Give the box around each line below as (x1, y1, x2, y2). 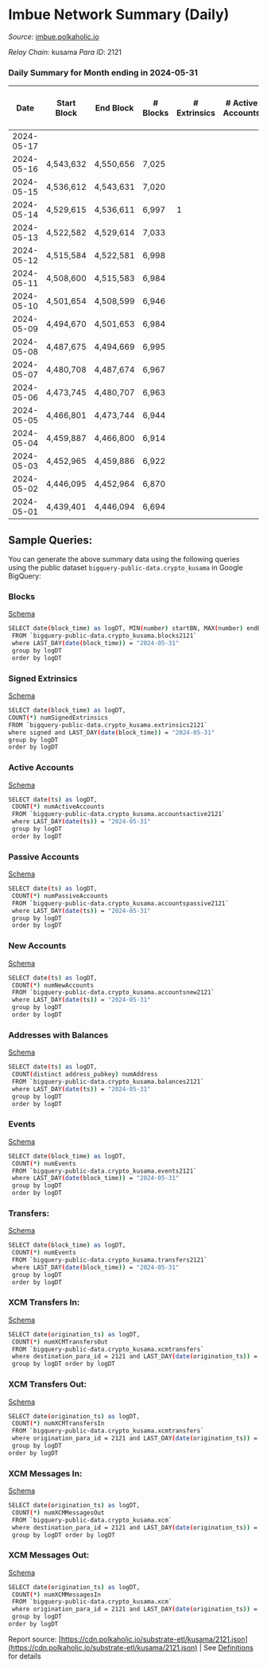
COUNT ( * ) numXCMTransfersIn (11, 1420, 105, 1428)
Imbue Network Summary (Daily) (8, 6, 230, 24)
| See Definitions (199, 1642, 254, 1652)
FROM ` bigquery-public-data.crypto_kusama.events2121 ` (11, 1166, 197, 1175)
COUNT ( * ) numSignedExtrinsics (8, 714, 109, 721)
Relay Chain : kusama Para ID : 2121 (8, 47, 122, 56)
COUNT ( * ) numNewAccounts (11, 981, 94, 989)
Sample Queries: (8, 533, 93, 547)
